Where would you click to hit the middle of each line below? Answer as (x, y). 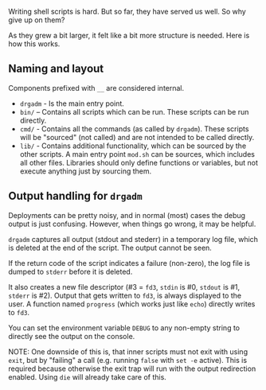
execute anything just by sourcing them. (86, 171)
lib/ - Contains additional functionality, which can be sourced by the (133, 146)
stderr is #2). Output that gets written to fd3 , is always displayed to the (125, 295)
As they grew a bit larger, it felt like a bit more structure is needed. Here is (129, 35)
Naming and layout (56, 69)
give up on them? (37, 20)
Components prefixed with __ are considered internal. (96, 88)
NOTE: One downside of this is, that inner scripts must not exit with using (128, 351)
